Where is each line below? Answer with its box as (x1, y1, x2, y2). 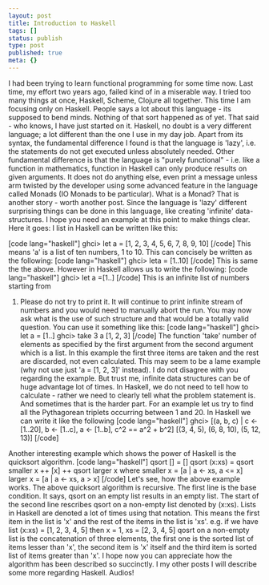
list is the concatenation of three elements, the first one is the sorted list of (8, 534, 255, 543)
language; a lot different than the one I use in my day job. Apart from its (8, 129, 243, 139)
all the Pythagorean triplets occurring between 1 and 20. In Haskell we (19, 407, 251, 417)
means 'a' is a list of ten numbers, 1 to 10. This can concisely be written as (8, 247, 253, 256)
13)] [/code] (19, 433, 59, 442)
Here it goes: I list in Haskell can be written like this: (8, 223, 179, 232)
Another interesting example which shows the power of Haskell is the (8, 448, 237, 458)
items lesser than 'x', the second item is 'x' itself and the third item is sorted (8, 542, 258, 551)
